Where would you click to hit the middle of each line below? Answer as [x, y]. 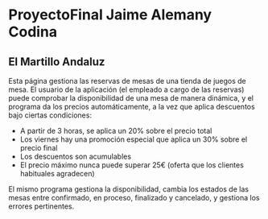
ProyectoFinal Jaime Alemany [110, 15]
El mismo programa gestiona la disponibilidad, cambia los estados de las [129, 189]
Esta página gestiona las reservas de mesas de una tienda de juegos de [128, 81]
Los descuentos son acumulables [75, 156]
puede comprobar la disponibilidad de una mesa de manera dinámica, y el [131, 98]
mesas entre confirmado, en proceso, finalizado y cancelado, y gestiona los [134, 198]
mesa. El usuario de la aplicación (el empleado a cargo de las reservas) [126, 89]
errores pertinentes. [41, 206]
